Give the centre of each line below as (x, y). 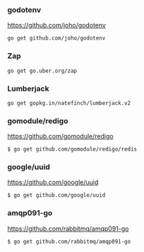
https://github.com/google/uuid (53, 183)
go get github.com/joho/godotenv (56, 38)
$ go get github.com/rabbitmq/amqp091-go (69, 241)
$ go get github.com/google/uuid (56, 195)
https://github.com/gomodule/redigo (61, 137)
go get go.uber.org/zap (42, 71)
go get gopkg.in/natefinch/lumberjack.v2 (69, 103)
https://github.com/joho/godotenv (56, 25)
